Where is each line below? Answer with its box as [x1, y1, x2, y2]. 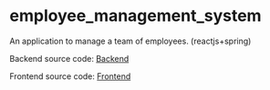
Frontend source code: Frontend [9, 70, 131, 82]
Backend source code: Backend [9, 53, 130, 64]
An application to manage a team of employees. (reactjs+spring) [9, 35, 252, 46]
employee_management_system [9, 5, 262, 26]
